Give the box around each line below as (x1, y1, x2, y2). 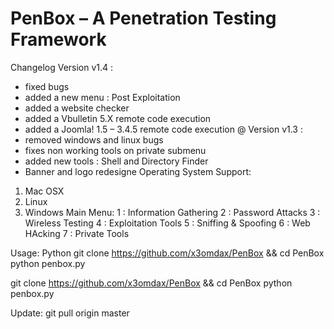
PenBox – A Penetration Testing (10, 7, 277, 30)
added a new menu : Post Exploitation (24, 91, 181, 103)
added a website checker (24, 102, 130, 114)
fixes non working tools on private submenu (24, 144, 207, 156)
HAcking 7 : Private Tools (24, 227, 130, 239)
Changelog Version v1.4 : (10, 61, 114, 73)
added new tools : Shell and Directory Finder (24, 155, 209, 167)
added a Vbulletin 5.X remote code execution (24, 112, 212, 124)
